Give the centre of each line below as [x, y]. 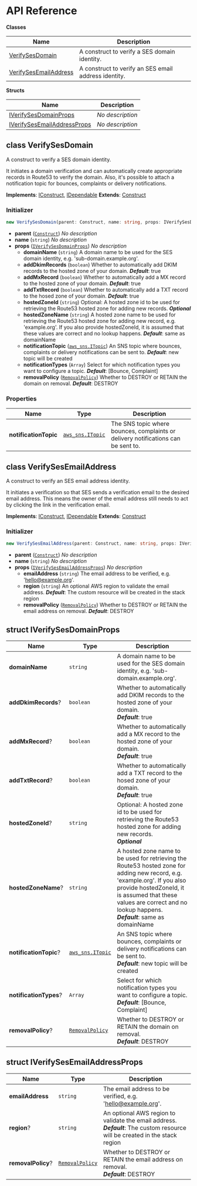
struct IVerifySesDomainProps [63, 630]
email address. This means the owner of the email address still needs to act [97, 499]
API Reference [42, 11]
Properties [21, 398]
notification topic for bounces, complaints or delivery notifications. [86, 183]
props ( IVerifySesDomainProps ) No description [71, 246]
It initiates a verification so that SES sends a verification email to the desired [98, 492]
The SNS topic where [140, 424]
